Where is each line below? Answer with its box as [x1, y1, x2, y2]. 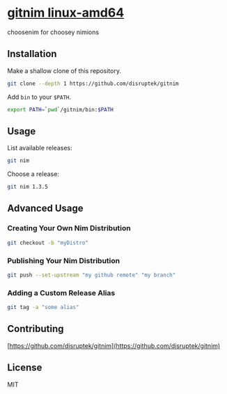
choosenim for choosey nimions [7, 28, 100, 36]
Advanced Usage [7, 203, 84, 214]
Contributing [7, 323, 64, 335]
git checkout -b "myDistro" [7, 239, 89, 246]
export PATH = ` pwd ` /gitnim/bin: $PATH [7, 106, 113, 113]
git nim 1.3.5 [7, 183, 49, 191]
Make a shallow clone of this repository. [7, 66, 122, 74]
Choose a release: [7, 170, 59, 178]
